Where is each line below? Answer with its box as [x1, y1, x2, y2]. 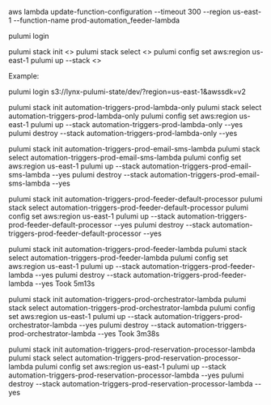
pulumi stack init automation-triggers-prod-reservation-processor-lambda [8, 344, 256, 354]
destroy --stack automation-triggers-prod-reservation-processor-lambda [8, 379, 253, 388]
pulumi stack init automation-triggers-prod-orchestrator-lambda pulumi [8, 295, 247, 304]
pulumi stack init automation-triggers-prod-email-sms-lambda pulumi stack [8, 144, 260, 153]
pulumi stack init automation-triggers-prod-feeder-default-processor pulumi [8, 194, 263, 203]
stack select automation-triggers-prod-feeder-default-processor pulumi [8, 202, 249, 212]
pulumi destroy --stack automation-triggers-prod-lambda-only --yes [8, 129, 238, 138]
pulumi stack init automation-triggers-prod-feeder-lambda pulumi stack [8, 245, 248, 254]
